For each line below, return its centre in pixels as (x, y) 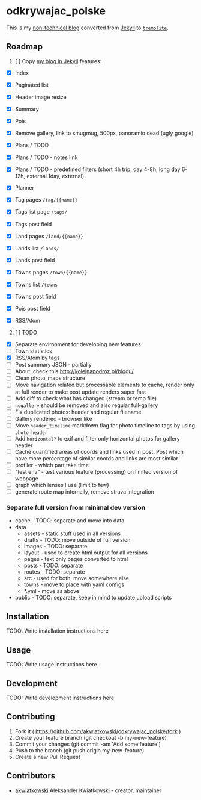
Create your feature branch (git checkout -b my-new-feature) (91, 737)
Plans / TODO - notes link (46, 157)
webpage (27, 479)
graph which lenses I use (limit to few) (62, 485)
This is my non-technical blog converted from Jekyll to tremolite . (88, 28)
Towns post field (35, 296)
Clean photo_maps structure (50, 378)
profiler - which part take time (52, 465)
